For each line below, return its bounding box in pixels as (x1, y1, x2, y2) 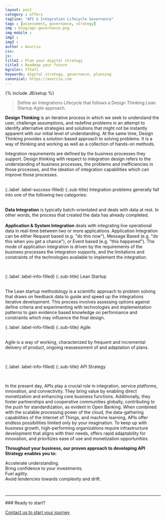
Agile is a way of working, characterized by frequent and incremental (5, 339, 146, 345)
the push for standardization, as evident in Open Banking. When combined (5, 404, 157, 410)
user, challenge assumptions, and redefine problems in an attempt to (5, 120, 145, 126)
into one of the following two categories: (5, 192, 87, 197)
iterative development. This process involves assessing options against (5, 299, 150, 305)
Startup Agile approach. (17, 105, 66, 111)
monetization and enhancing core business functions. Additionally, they (5, 393, 151, 399)
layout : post (5, 7, 32, 12)
